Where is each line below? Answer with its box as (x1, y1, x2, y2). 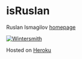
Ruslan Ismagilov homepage (6, 24, 76, 31)
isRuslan (6, 4, 50, 18)
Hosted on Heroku (6, 46, 51, 54)
